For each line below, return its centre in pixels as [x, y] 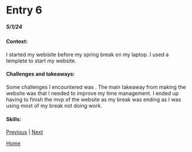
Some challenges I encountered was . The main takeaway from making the [96, 87]
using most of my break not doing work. [54, 105]
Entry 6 [24, 10]
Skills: [14, 119]
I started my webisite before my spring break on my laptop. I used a [88, 54]
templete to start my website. [41, 61]
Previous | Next [25, 132]
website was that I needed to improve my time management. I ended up [92, 93]
